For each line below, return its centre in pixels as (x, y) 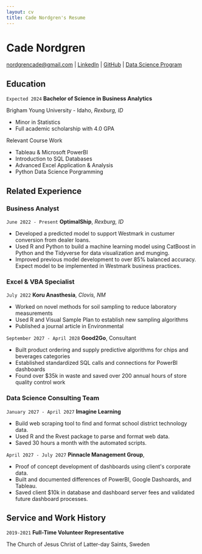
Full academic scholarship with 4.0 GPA (64, 129)
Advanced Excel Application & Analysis (64, 165)
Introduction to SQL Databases (54, 159)
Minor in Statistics (38, 122)
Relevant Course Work (34, 140)
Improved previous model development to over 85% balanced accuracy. (106, 259)
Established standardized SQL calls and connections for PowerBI (96, 363)
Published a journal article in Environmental (69, 326)
